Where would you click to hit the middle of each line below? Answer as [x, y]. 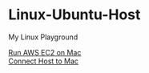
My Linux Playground [43, 37]
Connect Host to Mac [43, 61]
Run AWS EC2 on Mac [45, 52]
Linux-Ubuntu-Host [74, 15]
